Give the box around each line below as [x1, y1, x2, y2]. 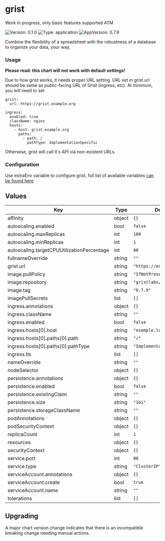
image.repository [7, 279, 47, 286]
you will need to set [5, 88, 45, 94]
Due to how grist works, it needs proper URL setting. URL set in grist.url [5, 77, 150, 83]
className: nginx [9, 119, 45, 124]
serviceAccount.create [7, 479, 60, 486]
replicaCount [7, 431, 38, 438]
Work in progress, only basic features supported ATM [5, 20, 114, 26]
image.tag [7, 287, 31, 294]
